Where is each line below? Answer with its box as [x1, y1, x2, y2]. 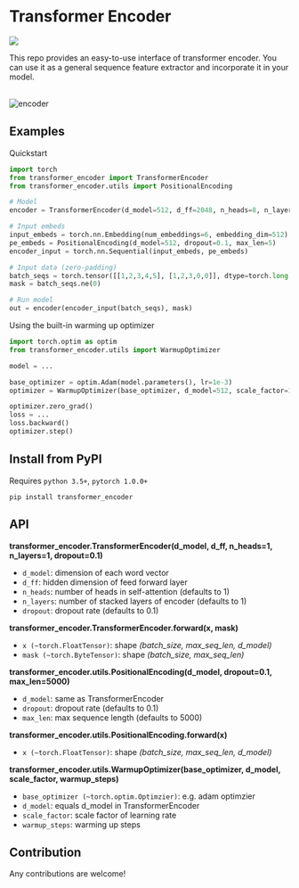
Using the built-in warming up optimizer [9, 320, 155, 331]
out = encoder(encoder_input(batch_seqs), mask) [9, 304, 193, 313]
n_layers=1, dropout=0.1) [9, 550, 103, 561]
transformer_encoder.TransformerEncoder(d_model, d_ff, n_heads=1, [9, 540, 273, 551]
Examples [9, 124, 65, 139]
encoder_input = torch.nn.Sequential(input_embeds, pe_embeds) [9, 247, 249, 256]
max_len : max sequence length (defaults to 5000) [21, 711, 203, 723]
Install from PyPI [9, 452, 102, 467]
